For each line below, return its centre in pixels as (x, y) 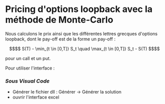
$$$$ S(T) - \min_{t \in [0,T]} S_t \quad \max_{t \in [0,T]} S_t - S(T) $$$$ (85, 48)
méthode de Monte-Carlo (59, 20)
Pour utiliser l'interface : (30, 68)
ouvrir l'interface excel (36, 97)
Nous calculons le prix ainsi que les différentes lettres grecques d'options (81, 33)
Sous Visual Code (27, 81)
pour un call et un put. (28, 58)
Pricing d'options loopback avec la (79, 9)
